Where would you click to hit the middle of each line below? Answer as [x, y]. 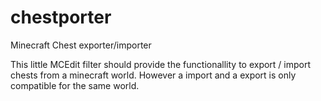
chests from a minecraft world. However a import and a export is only [153, 75]
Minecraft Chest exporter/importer [81, 45]
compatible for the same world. [75, 85]
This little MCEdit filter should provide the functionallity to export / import [161, 64]
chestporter [61, 17]
